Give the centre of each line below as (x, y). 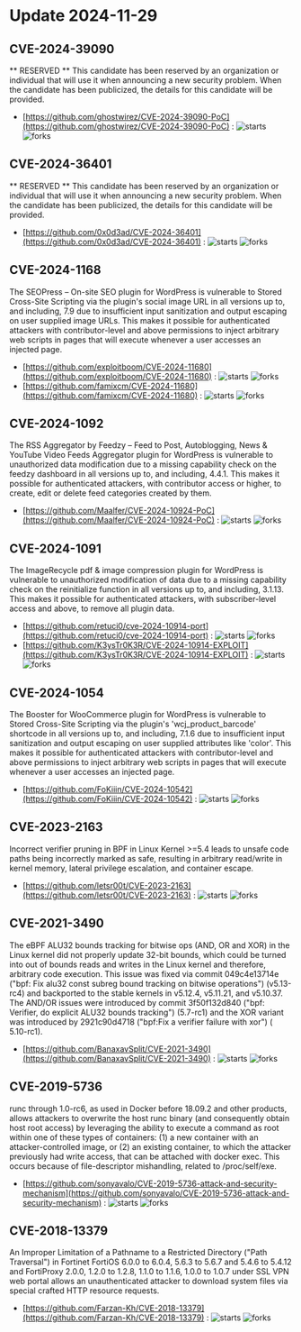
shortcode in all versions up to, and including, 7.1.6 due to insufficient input (147, 734)
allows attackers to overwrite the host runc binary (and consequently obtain (150, 1118)
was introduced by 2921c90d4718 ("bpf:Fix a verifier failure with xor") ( (141, 1022)
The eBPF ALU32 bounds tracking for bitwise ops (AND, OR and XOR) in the (150, 945)
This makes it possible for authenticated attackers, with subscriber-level (143, 599)
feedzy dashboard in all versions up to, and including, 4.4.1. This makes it (145, 474)
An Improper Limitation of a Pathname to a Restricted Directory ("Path (138, 1253)
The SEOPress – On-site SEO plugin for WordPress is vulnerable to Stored (146, 292)
